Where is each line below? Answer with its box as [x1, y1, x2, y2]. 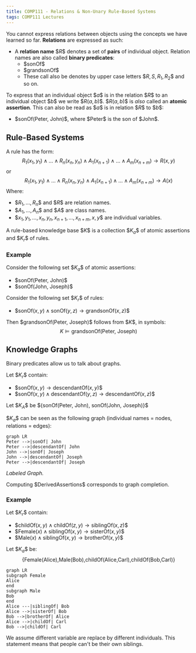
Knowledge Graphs [6, 344, 78, 354]
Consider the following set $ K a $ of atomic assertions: [6, 263, 136, 272]
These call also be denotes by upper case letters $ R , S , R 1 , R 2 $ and [23, 73, 185, 81]
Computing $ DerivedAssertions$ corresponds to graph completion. [6, 481, 170, 488]
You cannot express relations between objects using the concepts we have [6, 30, 188, 37]
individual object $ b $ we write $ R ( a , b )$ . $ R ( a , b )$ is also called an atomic [6, 98, 187, 105]
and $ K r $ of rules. [6, 234, 50, 243]
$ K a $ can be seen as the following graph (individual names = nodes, [6, 414, 172, 423]
